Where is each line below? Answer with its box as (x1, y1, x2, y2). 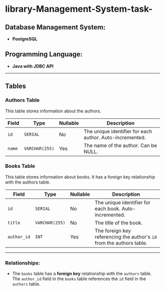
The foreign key (94, 227, 131, 234)
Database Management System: (5, 23, 106, 31)
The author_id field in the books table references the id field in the (12, 276, 146, 282)
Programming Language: (5, 50, 83, 58)
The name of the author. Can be (83, 142, 157, 149)
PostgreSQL (12, 36, 38, 42)
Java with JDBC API (12, 63, 54, 69)
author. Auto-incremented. (83, 134, 146, 141)
